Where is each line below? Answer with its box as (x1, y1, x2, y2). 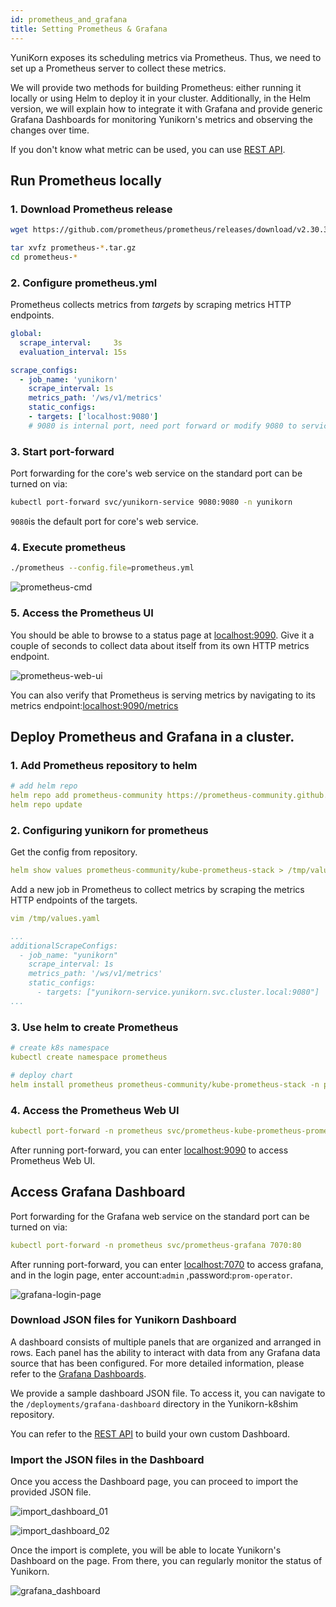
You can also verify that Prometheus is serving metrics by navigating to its (10, 689, 316, 701)
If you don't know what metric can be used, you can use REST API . (10, 143, 286, 155)
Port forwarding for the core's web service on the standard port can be (10, 467, 303, 480)
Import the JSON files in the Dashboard (10, 1452, 205, 1466)
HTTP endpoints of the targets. (10, 894, 138, 906)
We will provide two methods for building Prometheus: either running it (10, 81, 302, 93)
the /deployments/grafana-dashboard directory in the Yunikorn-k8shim (10, 1397, 299, 1410)
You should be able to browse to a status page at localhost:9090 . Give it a (10, 629, 315, 641)
